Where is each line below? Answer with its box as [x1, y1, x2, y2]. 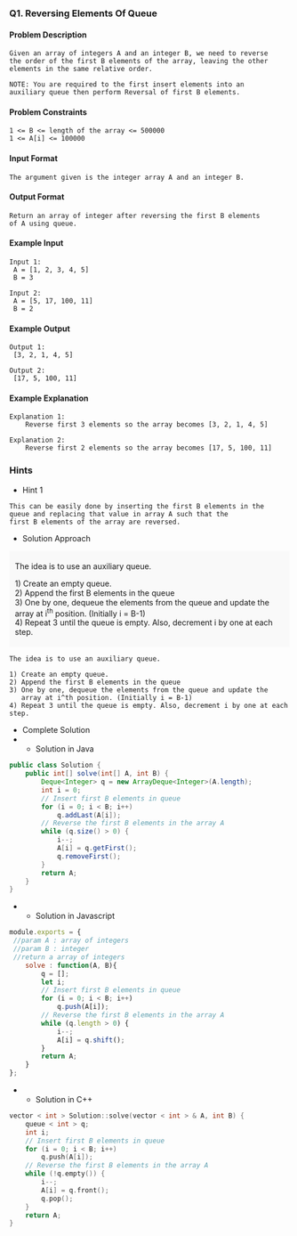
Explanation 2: [9, 435, 66, 445]
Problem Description [9, 29, 87, 40]
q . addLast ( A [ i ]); [56, 810, 122, 819]
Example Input [9, 238, 64, 248]
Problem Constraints [9, 106, 87, 118]
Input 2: [9, 289, 42, 297]
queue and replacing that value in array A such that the [9, 509, 229, 518]
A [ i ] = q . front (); [41, 1185, 109, 1195]
